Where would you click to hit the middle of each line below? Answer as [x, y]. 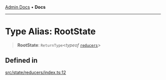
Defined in [21, 61]
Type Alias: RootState [51, 32]
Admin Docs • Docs [25, 7]
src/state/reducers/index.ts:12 [36, 72]
